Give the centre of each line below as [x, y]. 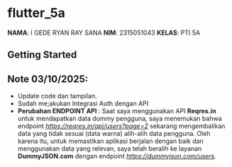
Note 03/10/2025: [48, 79]
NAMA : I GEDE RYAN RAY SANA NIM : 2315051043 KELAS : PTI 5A [104, 33]
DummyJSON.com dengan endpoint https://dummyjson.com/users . [117, 156]
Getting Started [42, 55]
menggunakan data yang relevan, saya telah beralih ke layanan [110, 149]
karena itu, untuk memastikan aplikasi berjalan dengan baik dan [110, 141]
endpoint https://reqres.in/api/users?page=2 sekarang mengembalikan [121, 126]
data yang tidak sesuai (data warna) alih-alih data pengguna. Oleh [114, 134]
